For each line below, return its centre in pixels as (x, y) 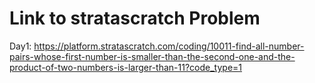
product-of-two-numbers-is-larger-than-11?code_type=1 (126, 67)
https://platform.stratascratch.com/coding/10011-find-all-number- (169, 46)
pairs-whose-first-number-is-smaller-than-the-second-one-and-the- (152, 56)
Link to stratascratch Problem (135, 18)
